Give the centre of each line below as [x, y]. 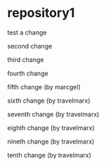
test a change [27, 32]
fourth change [28, 73]
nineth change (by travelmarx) [51, 141]
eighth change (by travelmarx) [51, 127]
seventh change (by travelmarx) [53, 114]
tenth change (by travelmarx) [49, 155]
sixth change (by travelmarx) [49, 101]
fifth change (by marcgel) [44, 87]
